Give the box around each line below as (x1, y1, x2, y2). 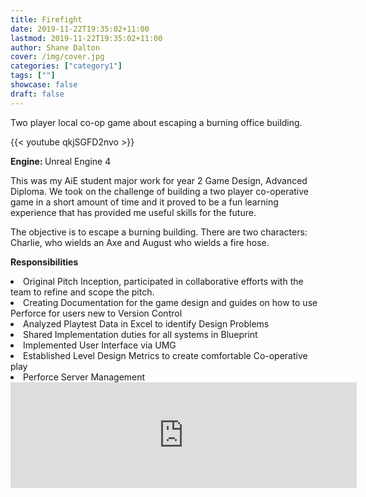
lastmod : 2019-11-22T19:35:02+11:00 (10, 33, 163, 43)
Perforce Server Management (23, 371, 146, 383)
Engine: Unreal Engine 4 (10, 155, 112, 167)
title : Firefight (10, 14, 83, 25)
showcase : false (10, 80, 78, 90)
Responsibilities (10, 256, 79, 268)
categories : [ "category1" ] (10, 61, 123, 71)
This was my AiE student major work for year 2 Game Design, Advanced (10, 174, 308, 186)
